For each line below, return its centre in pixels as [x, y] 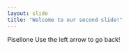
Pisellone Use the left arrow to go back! [64, 39]
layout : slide [28, 13]
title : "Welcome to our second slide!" [65, 20]
